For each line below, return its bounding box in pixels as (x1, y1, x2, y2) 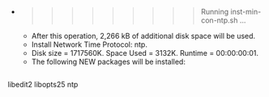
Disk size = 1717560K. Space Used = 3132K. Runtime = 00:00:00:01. (31, 48, 258, 57)
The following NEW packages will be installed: (31, 57, 186, 66)
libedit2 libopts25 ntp (7, 80, 79, 89)
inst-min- (229, 7, 262, 16)
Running (200, 7, 229, 16)
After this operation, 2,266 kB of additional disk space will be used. (31, 32, 256, 40)
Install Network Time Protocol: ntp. (31, 40, 147, 49)
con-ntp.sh (200, 15, 238, 25)
